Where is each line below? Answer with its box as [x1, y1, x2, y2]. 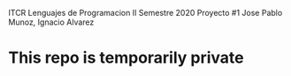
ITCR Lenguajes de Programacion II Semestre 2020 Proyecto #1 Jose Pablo [8, 8, 283, 18]
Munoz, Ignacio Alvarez [8, 17, 95, 27]
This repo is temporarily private [8, 48, 244, 68]
